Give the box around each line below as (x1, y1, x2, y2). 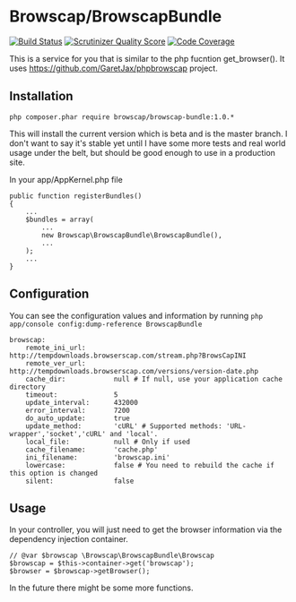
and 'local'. (109, 429, 159, 438)
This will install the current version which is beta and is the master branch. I (9, 128, 288, 139)
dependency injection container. (9, 534, 128, 545)
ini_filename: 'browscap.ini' (25, 452, 170, 462)
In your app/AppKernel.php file (9, 174, 123, 185)
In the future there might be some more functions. (9, 582, 194, 593)
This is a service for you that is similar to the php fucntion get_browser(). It (9, 53, 285, 64)
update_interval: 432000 (25, 398, 139, 407)
